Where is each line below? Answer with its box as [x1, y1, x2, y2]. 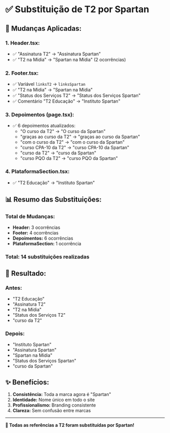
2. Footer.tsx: [5, 70, 39, 77]
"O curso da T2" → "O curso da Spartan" [20, 128, 106, 135]
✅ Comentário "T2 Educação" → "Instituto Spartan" [12, 98, 120, 105]
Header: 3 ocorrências [12, 224, 61, 230]
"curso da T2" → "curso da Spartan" [20, 150, 97, 156]
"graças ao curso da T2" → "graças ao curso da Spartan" [20, 134, 140, 140]
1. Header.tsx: [5, 39, 40, 46]
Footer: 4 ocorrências [12, 230, 59, 236]
